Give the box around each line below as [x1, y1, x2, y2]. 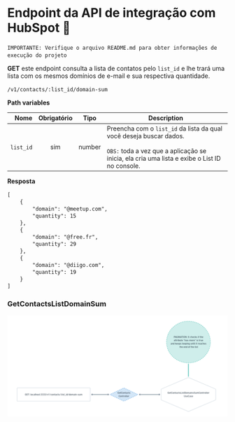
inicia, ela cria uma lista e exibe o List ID [106, 154, 222, 162]
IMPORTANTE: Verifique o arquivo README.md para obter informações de [7, 44, 218, 51]
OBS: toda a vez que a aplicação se [106, 146, 207, 155]
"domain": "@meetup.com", [32, 206, 108, 213]
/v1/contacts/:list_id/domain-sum [7, 86, 108, 93]
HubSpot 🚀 [7, 20, 71, 36]
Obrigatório [38, 114, 73, 122]
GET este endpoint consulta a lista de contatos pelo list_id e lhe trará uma [7, 64, 225, 72]
